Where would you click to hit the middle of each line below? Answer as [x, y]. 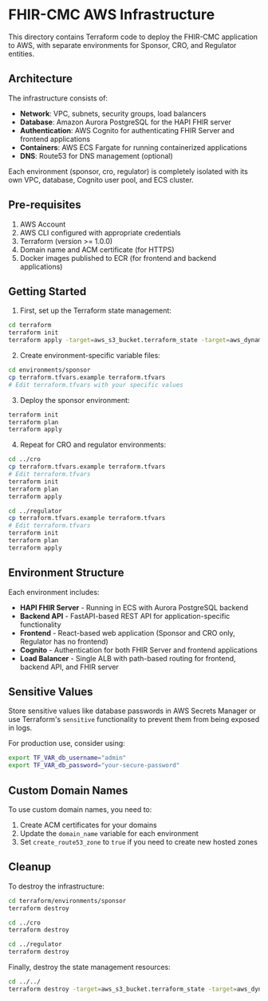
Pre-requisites [45, 205]
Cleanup [30, 867]
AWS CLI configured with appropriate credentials [100, 232]
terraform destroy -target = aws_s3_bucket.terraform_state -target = [123, 989]
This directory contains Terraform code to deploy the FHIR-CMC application [133, 37]
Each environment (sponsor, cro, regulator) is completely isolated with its [128, 171]
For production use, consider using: [67, 743]
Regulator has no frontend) [64, 641]
